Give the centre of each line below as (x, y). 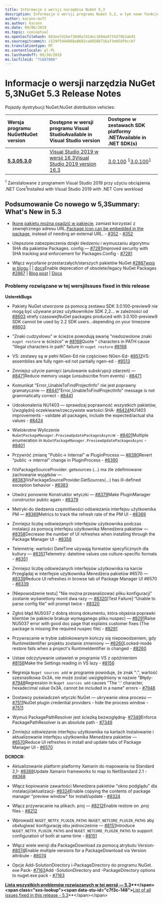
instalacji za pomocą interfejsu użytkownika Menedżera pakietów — (80, 529)
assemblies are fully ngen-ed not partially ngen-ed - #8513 (71, 361)
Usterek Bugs (18, 296)
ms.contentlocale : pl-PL (30, 50)
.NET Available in (127, 138)
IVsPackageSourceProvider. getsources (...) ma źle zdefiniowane (77, 469)
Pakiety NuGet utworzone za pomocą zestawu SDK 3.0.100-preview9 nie (85, 306)
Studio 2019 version (73, 164)
